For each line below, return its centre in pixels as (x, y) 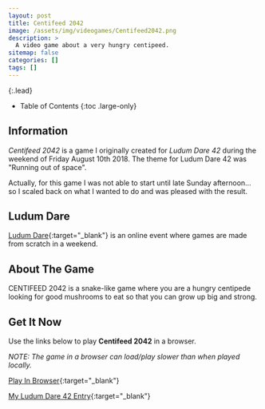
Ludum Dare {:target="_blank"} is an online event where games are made (128, 236)
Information (38, 131)
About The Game (51, 269)
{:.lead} (21, 90)
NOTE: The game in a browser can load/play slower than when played (124, 357)
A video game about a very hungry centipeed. (93, 46)
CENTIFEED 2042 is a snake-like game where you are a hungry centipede (130, 288)
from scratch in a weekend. (53, 244)
